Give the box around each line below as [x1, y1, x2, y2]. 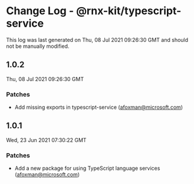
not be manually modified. [6, 43, 70, 50]
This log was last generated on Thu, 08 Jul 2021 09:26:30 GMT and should [6, 36, 189, 43]
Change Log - [6, 4, 74, 18]
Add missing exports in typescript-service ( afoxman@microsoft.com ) [14, 104, 183, 111]
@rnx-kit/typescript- [75, 4, 182, 18]
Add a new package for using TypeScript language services [14, 164, 160, 172]
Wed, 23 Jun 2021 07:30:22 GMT [6, 136, 87, 143]
